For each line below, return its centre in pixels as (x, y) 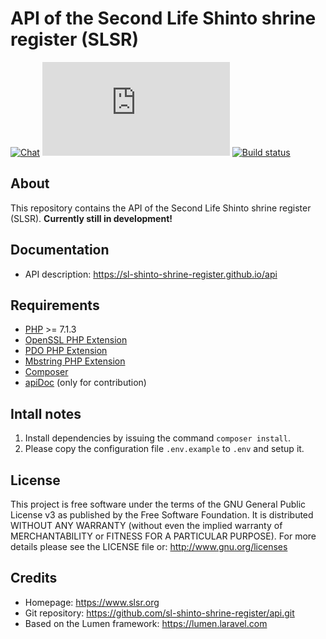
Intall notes (46, 413)
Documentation (60, 250)
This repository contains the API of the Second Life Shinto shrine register (161, 208)
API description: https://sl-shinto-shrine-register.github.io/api (151, 274)
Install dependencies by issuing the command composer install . (157, 438)
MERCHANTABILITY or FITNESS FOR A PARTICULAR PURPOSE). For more (163, 536)
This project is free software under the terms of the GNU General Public (158, 504)
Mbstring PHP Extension (75, 361)
